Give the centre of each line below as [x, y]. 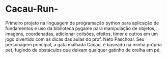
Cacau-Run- [32, 9]
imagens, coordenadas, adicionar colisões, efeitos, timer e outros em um [82, 34]
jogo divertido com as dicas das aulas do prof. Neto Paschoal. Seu [75, 39]
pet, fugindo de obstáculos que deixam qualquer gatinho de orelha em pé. [83, 50]
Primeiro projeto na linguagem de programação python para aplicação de [82, 23]
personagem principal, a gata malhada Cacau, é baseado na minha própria [83, 44]
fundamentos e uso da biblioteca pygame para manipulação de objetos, [80, 28]
